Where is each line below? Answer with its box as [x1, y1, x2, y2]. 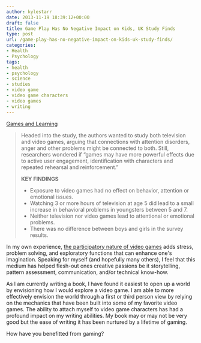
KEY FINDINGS [20, 175, 59, 182]
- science [6, 76, 31, 82]
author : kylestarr [6, 8, 52, 15]
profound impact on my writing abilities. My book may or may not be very [6, 312, 188, 319]
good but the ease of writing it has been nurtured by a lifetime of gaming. [6, 318, 187, 326]
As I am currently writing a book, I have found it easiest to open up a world [6, 280, 190, 287]
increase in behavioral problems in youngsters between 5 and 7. [29, 206, 188, 213]
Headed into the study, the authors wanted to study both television [20, 131, 186, 139]
